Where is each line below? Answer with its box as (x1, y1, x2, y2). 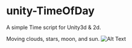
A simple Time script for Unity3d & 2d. (6, 24, 101, 31)
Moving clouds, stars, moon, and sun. (6, 35, 100, 42)
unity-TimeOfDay (6, 4, 95, 18)
